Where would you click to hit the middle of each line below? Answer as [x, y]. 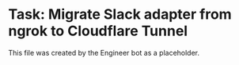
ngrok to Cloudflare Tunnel [98, 31]
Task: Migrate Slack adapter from [120, 14]
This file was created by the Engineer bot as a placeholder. [104, 52]
